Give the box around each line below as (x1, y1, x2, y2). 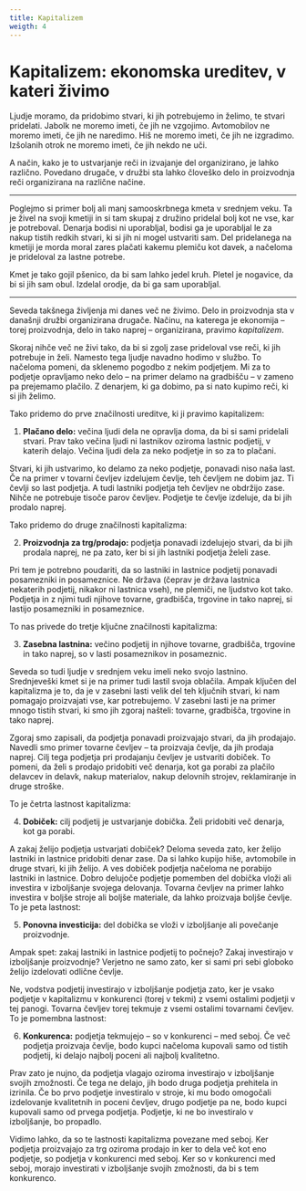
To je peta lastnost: (9, 902, 81, 913)
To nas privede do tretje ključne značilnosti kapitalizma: (9, 622, 218, 632)
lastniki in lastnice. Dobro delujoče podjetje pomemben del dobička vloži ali (9, 872, 291, 883)
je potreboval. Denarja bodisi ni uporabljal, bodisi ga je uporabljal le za (9, 223, 272, 234)
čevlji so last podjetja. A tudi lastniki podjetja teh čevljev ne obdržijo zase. (9, 483, 285, 494)
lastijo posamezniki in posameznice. (9, 603, 145, 614)
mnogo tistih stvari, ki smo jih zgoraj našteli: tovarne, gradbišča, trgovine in (9, 705, 291, 716)
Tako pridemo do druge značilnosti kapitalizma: (9, 519, 188, 530)
